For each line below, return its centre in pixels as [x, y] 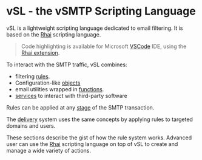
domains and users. [31, 125]
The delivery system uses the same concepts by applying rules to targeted [99, 119]
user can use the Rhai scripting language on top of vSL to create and [92, 144]
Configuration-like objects [48, 83]
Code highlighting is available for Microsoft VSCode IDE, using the [104, 46]
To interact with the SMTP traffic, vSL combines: [67, 64]
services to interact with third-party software [71, 96]
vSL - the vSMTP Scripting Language [101, 11]
